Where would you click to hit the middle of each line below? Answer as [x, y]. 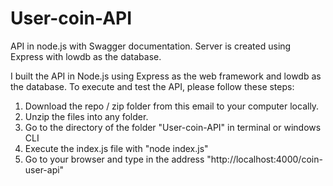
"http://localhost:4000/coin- [264, 159]
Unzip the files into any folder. [86, 116]
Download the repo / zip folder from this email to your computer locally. [172, 106]
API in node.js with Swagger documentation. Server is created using [151, 46]
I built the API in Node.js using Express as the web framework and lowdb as [166, 76]
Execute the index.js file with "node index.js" [116, 148]
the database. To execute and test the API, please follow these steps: [152, 86]
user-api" [44, 169]
